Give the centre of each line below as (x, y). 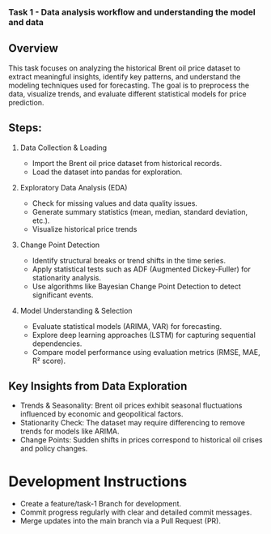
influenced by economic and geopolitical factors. (102, 414)
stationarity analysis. (66, 277)
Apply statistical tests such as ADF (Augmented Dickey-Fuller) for (141, 269)
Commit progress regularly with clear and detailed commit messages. (136, 512)
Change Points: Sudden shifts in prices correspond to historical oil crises (141, 440)
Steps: (25, 128)
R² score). (49, 361)
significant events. (63, 295)
